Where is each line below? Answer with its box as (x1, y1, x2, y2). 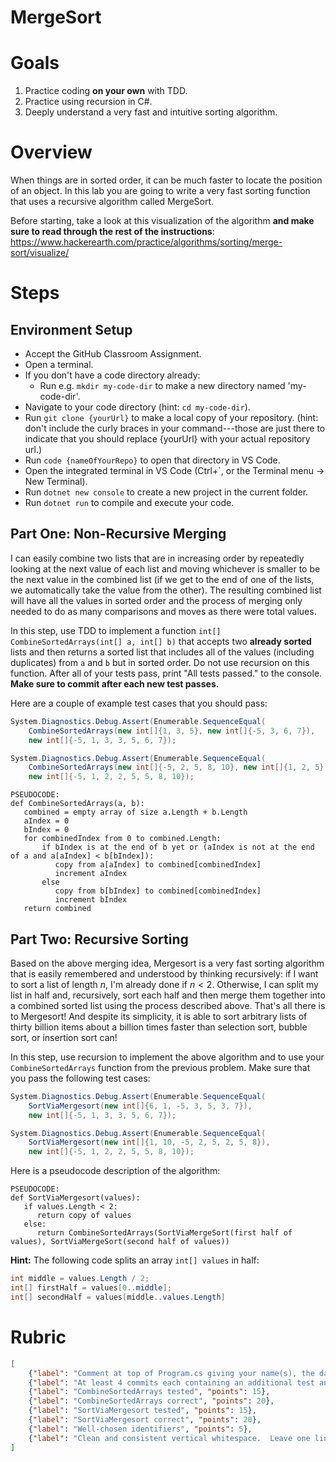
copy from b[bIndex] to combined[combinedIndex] (54, 886, 262, 896)
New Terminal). (24, 476, 88, 488)
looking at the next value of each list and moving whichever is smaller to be (10, 562, 321, 575)
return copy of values (36, 1211, 132, 1221)
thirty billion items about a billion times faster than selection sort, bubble (10, 1021, 308, 1033)
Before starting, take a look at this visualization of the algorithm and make (10, 215, 315, 227)
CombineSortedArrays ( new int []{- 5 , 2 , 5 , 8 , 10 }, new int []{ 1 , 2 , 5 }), (28, 762, 333, 773)
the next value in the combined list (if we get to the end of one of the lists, (10, 573, 315, 585)
